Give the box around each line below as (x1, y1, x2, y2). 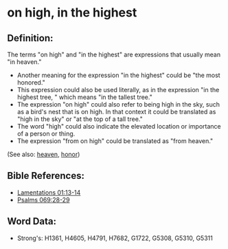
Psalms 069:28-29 (16, 195, 70, 204)
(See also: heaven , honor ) (7, 150, 80, 158)
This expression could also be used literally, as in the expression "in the (16, 86, 220, 94)
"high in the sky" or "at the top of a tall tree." (16, 115, 143, 123)
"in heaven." (7, 58, 42, 66)
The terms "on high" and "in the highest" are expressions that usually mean (7, 50, 221, 58)
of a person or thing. (16, 129, 76, 138)
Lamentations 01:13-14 (16, 188, 81, 197)
